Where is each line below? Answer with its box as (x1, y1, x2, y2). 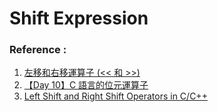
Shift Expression (9, 7, 149, 30)
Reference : (9, 43, 67, 57)
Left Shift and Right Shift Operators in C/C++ (23, 90, 208, 102)
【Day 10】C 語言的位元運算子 (23, 79, 149, 91)
